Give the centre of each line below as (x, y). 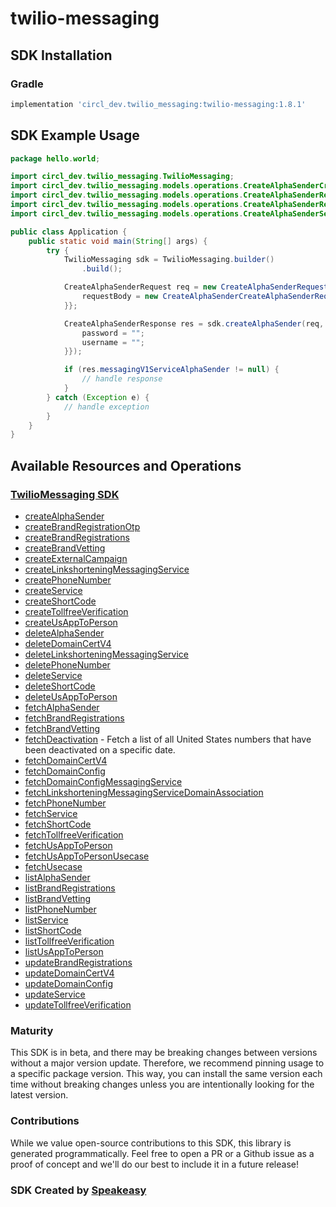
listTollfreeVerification (69, 941)
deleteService (53, 675)
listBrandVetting (58, 898)
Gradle (27, 84)
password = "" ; (113, 333)
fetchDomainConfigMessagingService (103, 781)
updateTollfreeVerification (78, 1005)
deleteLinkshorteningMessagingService (106, 654)
